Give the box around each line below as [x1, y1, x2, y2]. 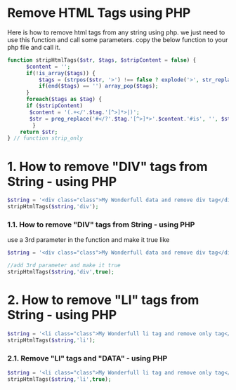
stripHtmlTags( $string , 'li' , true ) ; [7, 375, 112, 383]
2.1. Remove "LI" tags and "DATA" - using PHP [7, 353, 168, 363]
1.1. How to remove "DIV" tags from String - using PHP [7, 220, 195, 229]
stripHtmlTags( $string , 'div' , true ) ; [7, 269, 114, 276]
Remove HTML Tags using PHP [7, 5, 191, 21]
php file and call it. [7, 43, 61, 51]
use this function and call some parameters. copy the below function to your [7, 35, 228, 43]
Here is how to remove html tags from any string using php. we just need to [7, 28, 225, 36]
